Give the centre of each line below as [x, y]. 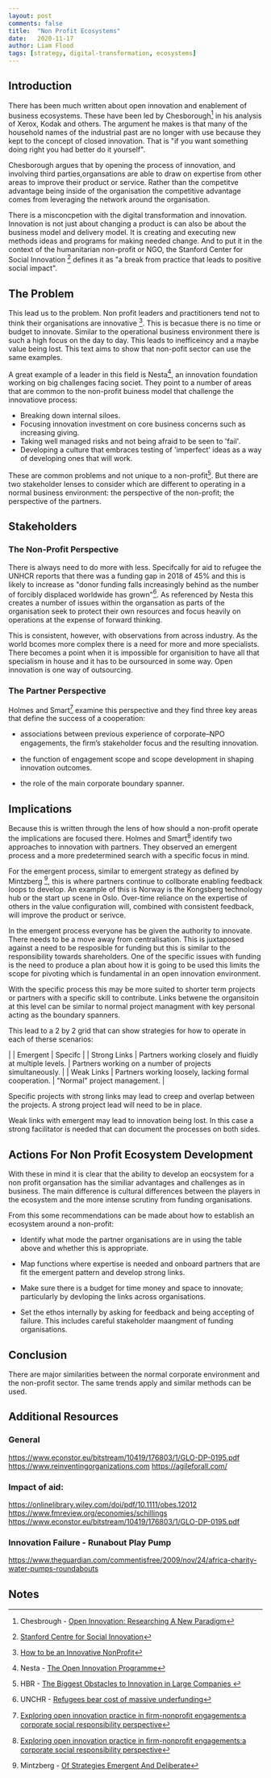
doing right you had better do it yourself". [77, 149]
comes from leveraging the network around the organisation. [109, 199]
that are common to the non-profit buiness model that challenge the [121, 392]
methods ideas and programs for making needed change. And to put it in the [135, 241]
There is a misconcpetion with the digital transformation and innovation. [128, 216]
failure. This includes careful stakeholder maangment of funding [127, 1321]
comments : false [35, 23]
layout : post [30, 16]
